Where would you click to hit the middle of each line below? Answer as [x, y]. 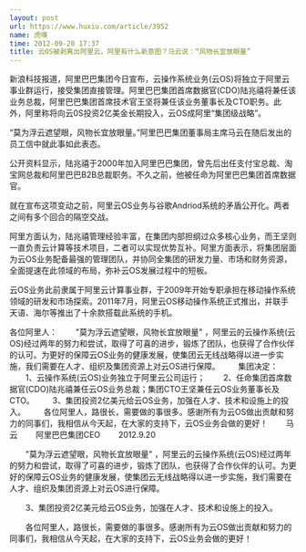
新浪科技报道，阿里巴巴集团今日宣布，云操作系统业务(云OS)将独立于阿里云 [149, 79]
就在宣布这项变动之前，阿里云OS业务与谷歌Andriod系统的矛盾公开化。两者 [149, 205]
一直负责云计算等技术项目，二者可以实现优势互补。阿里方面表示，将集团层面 [153, 248]
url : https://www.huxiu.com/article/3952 [89, 26]
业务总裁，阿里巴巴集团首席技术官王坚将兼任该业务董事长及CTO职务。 [142, 102]
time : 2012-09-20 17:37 [55, 43]
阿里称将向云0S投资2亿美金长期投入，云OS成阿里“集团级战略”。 [146, 113]
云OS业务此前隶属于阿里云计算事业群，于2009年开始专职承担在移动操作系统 [153, 290]
